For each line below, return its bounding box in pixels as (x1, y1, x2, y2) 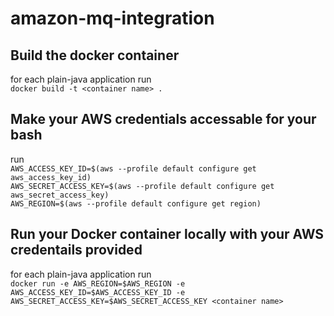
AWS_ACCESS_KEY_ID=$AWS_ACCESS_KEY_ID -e (10, 287, 186, 297)
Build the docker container (10, 47, 180, 64)
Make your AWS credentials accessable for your (10, 111, 317, 128)
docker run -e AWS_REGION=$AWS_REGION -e (10, 278, 186, 289)
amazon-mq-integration (10, 7, 215, 30)
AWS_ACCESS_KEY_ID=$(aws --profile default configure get (10, 163, 257, 174)
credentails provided (10, 242, 143, 259)
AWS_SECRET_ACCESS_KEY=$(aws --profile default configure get (10, 181, 275, 191)
